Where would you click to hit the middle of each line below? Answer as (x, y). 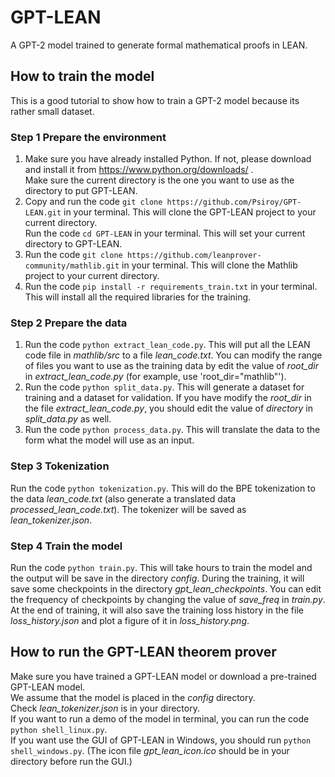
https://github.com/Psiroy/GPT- (234, 202)
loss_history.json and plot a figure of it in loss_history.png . (130, 620)
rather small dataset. (52, 111)
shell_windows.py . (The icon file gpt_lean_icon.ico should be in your (150, 750)
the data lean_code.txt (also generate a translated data (123, 498)
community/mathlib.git (72, 266)
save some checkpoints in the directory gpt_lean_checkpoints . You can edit (166, 588)
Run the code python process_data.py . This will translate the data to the (172, 430)
